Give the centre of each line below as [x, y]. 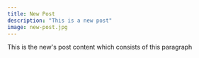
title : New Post [31, 14]
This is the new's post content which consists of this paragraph [100, 47]
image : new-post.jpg [38, 27]
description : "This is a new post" [60, 21]
